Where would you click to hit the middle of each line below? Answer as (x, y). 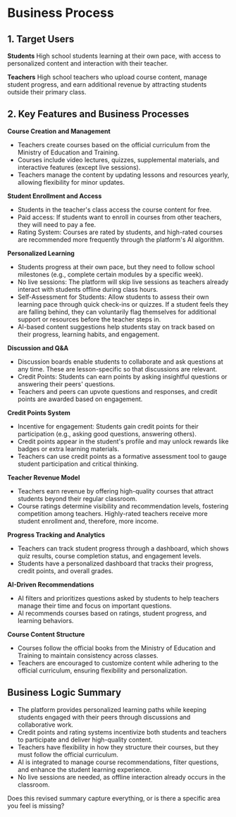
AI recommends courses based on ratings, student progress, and (112, 613)
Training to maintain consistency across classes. (88, 655)
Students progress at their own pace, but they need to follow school (116, 266)
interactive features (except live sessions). (79, 167)
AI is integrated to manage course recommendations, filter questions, (118, 762)
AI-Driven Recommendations (51, 584)
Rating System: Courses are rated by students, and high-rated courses (120, 232)
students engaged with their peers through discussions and (104, 717)
